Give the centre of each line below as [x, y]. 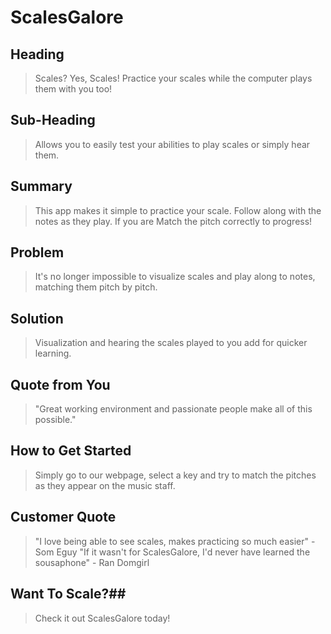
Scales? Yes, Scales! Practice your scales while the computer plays [173, 78]
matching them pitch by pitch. [96, 287]
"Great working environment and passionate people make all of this [173, 409]
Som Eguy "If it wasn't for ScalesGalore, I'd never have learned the [172, 552]
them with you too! [73, 89]
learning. [53, 353]
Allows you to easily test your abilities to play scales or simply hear [172, 144]
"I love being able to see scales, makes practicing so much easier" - [175, 541]
